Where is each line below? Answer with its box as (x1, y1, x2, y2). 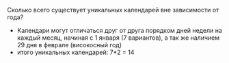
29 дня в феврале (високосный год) (16, 41, 122, 49)
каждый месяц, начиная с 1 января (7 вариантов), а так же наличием (16, 34, 220, 42)
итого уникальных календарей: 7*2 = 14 (16, 48, 135, 56)
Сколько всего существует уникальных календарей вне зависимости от (7, 6, 219, 14)
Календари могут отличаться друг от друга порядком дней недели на (16, 27, 222, 34)
